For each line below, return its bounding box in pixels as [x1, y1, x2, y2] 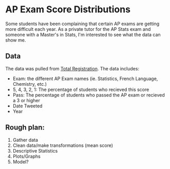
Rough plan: [5, 123, 45, 132]
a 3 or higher [12, 97, 40, 103]
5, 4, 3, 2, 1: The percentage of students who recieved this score [12, 86, 149, 92]
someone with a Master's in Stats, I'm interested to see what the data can [5, 31, 161, 37]
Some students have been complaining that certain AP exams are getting [5, 21, 160, 27]
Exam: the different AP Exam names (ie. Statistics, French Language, [12, 76, 158, 82]
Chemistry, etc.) [12, 81, 47, 87]
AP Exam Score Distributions [5, 4, 131, 15]
